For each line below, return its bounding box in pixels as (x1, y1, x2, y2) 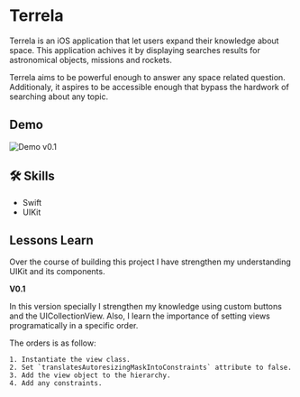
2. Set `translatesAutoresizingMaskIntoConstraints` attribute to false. (9, 363, 293, 373)
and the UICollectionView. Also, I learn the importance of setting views (9, 310, 270, 321)
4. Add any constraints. (9, 379, 103, 388)
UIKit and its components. (9, 266, 105, 277)
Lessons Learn (9, 232, 95, 248)
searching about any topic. (9, 91, 109, 102)
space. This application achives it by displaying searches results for (9, 44, 261, 55)
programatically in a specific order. (9, 320, 139, 331)
